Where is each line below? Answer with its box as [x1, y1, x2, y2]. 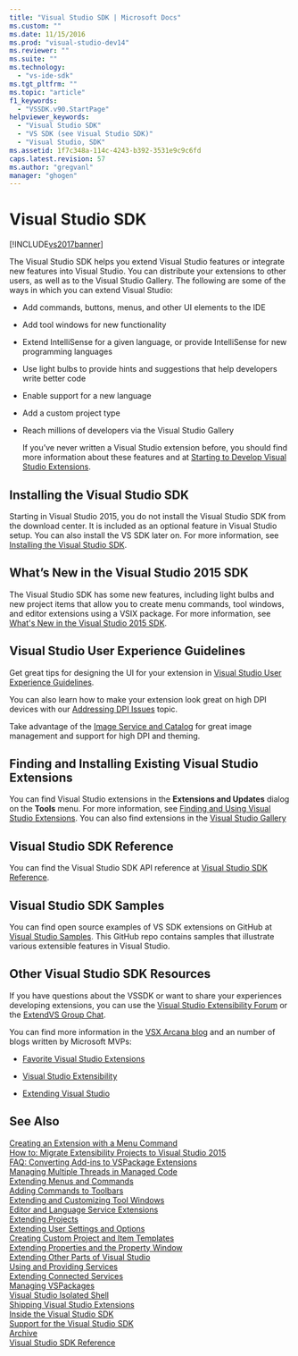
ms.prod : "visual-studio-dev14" [9, 38, 129, 47]
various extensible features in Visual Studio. [9, 940, 170, 952]
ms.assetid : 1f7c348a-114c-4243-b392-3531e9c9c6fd [9, 146, 202, 155]
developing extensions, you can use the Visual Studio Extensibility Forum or [9, 999, 288, 1010]
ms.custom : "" [9, 21, 62, 30]
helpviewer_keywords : [9, 113, 90, 122]
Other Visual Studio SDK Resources [9, 966, 211, 981]
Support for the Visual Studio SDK [9, 1318, 134, 1328]
